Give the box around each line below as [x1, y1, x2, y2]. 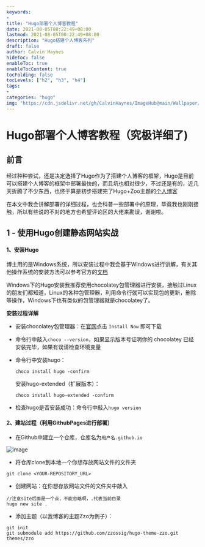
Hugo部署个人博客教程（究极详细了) [6, 128, 188, 142]
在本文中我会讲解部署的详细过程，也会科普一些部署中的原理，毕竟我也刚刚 [6, 200, 193, 208]
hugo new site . [6, 501, 48, 507]
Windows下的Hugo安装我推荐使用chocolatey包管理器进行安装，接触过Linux [6, 281, 197, 289]
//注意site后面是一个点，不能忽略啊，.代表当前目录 [6, 496, 121, 502]
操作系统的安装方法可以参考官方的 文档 [11, 268, 108, 276]
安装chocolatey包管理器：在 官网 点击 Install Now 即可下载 [15, 323, 162, 330]
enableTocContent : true [6, 66, 67, 72]
